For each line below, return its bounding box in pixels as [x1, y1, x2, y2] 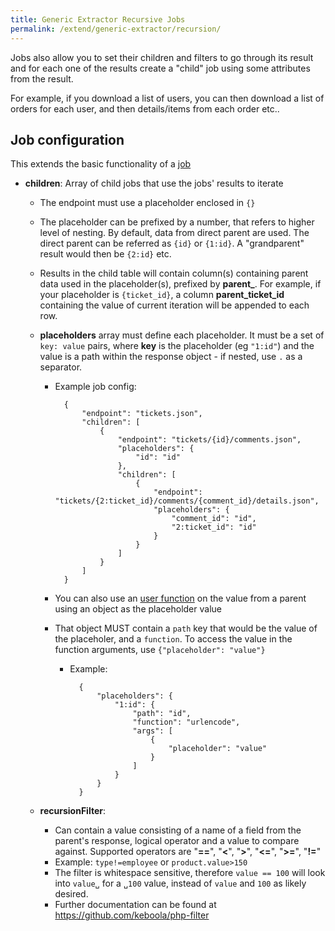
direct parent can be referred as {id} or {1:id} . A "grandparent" [39, 237, 305, 250]
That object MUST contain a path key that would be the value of [54, 622, 318, 635]
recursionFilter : [39, 805, 106, 817]
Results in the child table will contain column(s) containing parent [39, 267, 309, 280]
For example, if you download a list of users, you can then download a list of [10, 92, 325, 104]
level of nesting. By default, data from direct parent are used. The [39, 227, 310, 239]
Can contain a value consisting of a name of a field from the [54, 824, 302, 836]
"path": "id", [132, 709, 192, 719]
